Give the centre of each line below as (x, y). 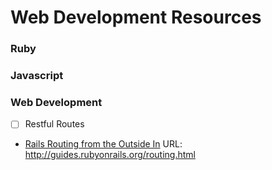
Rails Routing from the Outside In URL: (103, 144)
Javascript (37, 76)
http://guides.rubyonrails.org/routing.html (110, 155)
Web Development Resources (136, 17)
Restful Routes (54, 124)
